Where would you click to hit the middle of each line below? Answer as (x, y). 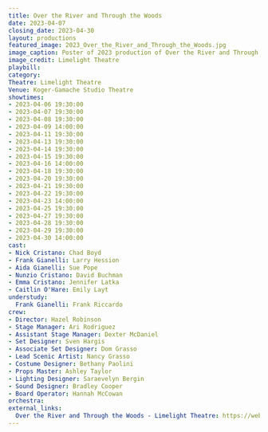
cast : (17, 245)
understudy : (28, 297)
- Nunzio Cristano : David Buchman (66, 275)
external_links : (35, 408)
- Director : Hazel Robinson (55, 320)
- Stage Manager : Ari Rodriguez (62, 327)
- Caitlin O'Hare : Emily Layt (59, 290)
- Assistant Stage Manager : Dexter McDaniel (83, 334)
